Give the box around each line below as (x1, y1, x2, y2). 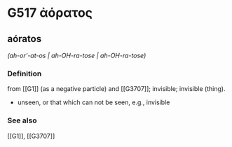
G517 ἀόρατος (7, 5, 93, 21)
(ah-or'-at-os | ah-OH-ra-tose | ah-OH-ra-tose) (7, 51, 146, 59)
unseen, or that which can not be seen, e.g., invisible (17, 98, 170, 106)
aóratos (7, 33, 42, 45)
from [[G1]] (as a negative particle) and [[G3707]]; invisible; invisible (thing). (7, 85, 226, 93)
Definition (7, 69, 42, 78)
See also (7, 115, 37, 125)
